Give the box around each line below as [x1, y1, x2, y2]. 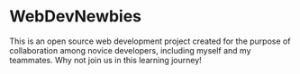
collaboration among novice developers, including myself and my [9, 45, 251, 55]
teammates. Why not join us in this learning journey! [9, 54, 203, 65]
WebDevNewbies [9, 6, 142, 27]
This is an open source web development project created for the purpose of [9, 36, 291, 46]
